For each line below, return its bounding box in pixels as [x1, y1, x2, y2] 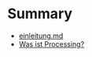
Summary [7, 5, 72, 23]
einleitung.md [18, 31, 64, 40]
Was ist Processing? [18, 39, 85, 48]
